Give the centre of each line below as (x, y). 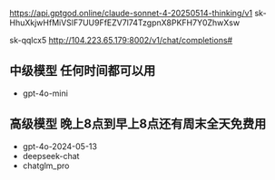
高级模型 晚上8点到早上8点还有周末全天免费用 (138, 124)
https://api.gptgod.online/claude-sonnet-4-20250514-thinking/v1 (131, 13)
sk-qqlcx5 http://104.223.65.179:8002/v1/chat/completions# (121, 40)
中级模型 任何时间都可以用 (83, 71)
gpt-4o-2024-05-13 (60, 146)
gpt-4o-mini (45, 93)
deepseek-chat (51, 156)
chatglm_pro (46, 166)
